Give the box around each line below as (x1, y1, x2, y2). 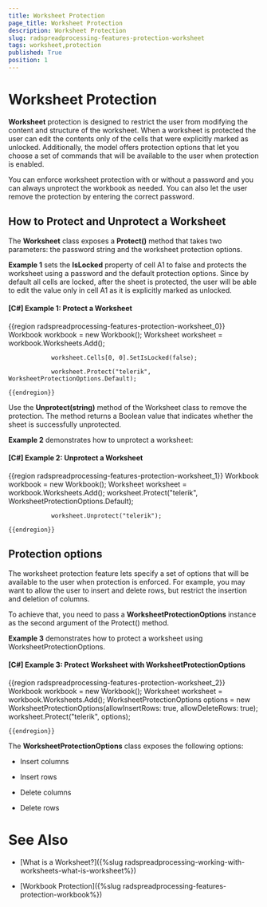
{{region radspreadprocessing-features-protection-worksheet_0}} (8, 321, 226, 331)
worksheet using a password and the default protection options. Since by (8, 268, 249, 278)
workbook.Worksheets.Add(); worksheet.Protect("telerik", (8, 488, 198, 498)
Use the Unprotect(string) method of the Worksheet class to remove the (8, 402, 247, 412)
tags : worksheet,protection (8, 41, 102, 49)
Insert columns (19, 757, 69, 767)
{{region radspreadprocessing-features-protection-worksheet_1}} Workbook (8, 471, 259, 481)
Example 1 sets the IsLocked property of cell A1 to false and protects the (8, 260, 247, 270)
